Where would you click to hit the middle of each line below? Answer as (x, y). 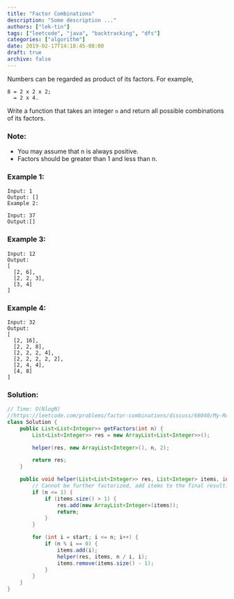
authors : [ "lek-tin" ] (39, 26)
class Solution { (32, 422)
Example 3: (27, 239)
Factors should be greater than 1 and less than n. (87, 159)
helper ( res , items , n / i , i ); (102, 556)
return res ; (50, 460)
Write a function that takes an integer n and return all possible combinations (116, 111)
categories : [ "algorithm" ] (46, 40)
